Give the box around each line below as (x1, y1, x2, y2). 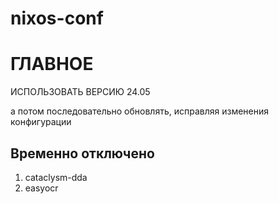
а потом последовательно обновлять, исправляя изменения (10, 105, 269, 117)
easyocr (24, 182, 59, 194)
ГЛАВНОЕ (10, 53, 94, 76)
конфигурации (10, 116, 72, 128)
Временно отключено (10, 145, 155, 162)
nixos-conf (10, 7, 104, 30)
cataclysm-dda (24, 171, 88, 183)
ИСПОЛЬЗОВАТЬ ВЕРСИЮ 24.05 (10, 86, 151, 98)
